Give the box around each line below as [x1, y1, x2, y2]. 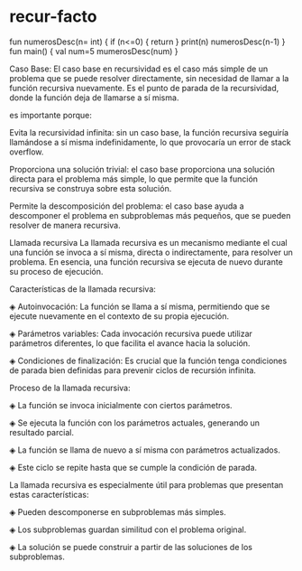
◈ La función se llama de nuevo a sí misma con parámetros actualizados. [9, 445, 281, 455]
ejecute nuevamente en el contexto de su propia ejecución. [9, 310, 230, 322]
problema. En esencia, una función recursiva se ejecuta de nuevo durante [9, 256, 284, 267]
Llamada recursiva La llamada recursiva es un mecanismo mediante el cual [9, 237, 288, 248]
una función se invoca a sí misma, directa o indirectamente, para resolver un [9, 247, 293, 257]
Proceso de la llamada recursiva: [9, 382, 131, 393]
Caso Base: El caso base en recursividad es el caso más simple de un [9, 63, 269, 74]
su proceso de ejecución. [9, 266, 104, 276]
